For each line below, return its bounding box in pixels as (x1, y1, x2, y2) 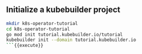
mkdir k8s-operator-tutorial (6, 20, 78, 26)
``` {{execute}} (6, 43, 44, 49)
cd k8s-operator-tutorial (6, 26, 70, 32)
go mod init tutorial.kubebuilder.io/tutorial (6, 31, 123, 37)
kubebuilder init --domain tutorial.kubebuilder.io (6, 37, 136, 43)
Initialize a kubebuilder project (6, 5, 121, 15)
